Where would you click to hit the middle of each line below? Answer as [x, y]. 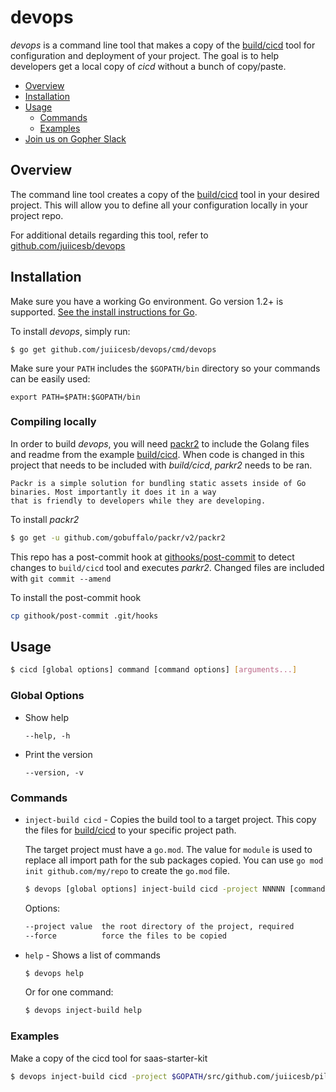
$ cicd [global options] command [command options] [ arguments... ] [154, 670]
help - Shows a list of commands [92, 955]
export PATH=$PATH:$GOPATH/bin [75, 397]
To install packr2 [45, 519]
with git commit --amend [61, 578]
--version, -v [54, 772]
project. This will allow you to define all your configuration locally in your [159, 205]
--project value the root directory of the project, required [159, 926]
